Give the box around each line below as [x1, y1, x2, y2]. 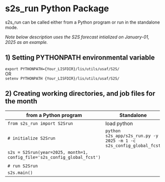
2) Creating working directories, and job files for [5, 90, 156, 98]
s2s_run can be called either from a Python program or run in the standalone [5, 19, 160, 25]
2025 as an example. [5, 39, 48, 45]
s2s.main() [7, 170, 33, 175]
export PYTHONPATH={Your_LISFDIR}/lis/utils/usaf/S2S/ [5, 66, 120, 71]
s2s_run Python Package [5, 3, 110, 14]
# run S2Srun [7, 163, 38, 169]
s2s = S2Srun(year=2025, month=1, [7, 150, 88, 155]
